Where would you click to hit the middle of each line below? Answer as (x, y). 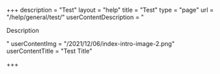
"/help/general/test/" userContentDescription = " (75, 17)
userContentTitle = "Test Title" (50, 51)
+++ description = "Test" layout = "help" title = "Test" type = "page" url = (110, 10)
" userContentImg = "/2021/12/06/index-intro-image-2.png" (91, 44)
